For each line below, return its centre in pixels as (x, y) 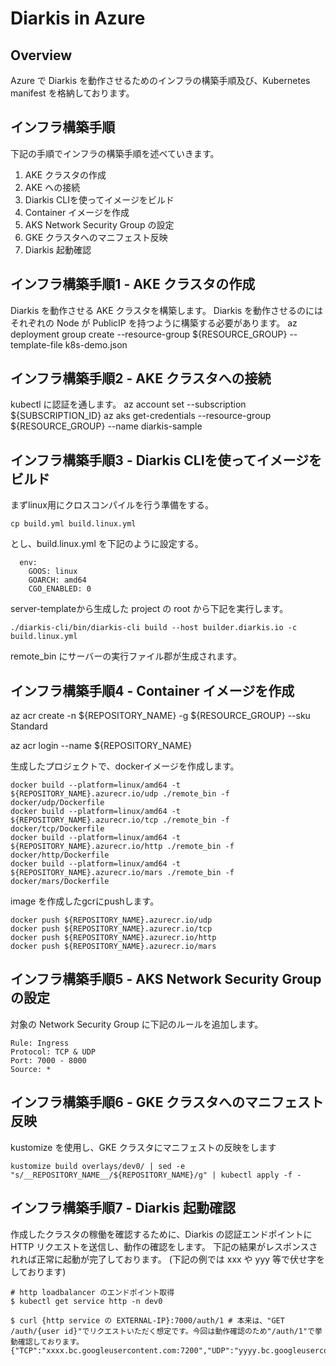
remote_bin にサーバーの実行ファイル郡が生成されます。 (126, 656)
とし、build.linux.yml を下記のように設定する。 (107, 544)
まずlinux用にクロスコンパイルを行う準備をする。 (112, 505)
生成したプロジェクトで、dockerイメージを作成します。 (125, 766)
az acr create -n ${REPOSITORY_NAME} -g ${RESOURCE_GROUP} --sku (160, 716)
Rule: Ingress (40, 1043)
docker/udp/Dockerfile (57, 803)
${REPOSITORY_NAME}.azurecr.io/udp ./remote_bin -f (120, 794)
